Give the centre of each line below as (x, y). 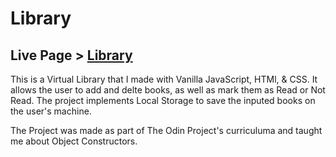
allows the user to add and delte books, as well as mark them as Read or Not (168, 90)
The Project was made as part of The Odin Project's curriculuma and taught (166, 130)
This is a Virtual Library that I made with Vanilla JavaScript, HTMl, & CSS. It (164, 79)
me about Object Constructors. (74, 141)
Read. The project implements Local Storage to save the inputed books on (163, 100)
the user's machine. (51, 111)
